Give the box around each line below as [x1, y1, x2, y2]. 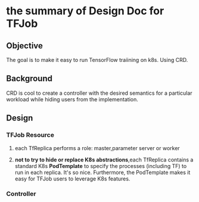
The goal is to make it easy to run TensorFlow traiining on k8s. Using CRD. [6, 57, 188, 63]
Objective [6, 41, 43, 51]
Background [6, 73, 52, 84]
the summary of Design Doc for [6, 4, 164, 18]
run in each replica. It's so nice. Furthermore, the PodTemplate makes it [14, 169, 191, 176]
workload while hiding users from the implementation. [6, 95, 138, 102]
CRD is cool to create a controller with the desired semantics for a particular [6, 89, 192, 97]
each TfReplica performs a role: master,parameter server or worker [14, 144, 180, 151]
